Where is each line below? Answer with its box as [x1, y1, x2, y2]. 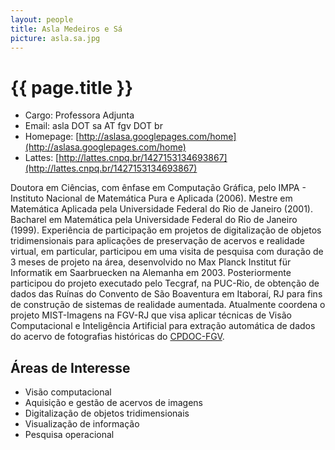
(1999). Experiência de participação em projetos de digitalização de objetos [10, 224, 322, 236]
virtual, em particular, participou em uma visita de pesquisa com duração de [10, 246, 324, 258]
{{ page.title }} [10, 76, 134, 99]
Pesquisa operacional [24, 429, 115, 441]
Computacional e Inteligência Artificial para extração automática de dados [10, 320, 316, 332]
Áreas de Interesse [10, 359, 131, 376]
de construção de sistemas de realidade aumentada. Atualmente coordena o [10, 299, 326, 311]
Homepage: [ [24, 131, 80, 143]
